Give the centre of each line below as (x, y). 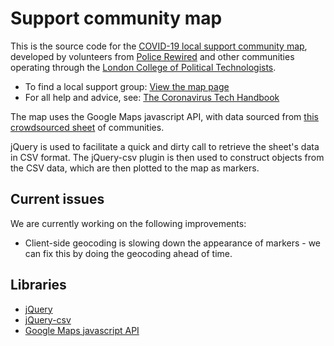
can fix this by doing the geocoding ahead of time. (128, 253)
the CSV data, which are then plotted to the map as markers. (135, 168)
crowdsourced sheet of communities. (87, 127)
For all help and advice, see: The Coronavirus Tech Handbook (152, 97)
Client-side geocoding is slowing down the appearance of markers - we (173, 243)
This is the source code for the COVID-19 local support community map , (159, 46)
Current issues (57, 199)
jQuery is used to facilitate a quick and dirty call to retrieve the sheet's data (165, 146)
